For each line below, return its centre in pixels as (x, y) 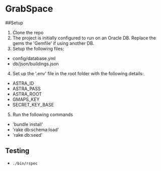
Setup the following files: (38, 48)
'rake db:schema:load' (36, 130)
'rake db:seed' (27, 135)
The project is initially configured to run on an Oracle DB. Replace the (84, 38)
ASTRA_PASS (27, 88)
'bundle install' (28, 124)
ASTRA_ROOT (27, 94)
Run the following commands (43, 115)
